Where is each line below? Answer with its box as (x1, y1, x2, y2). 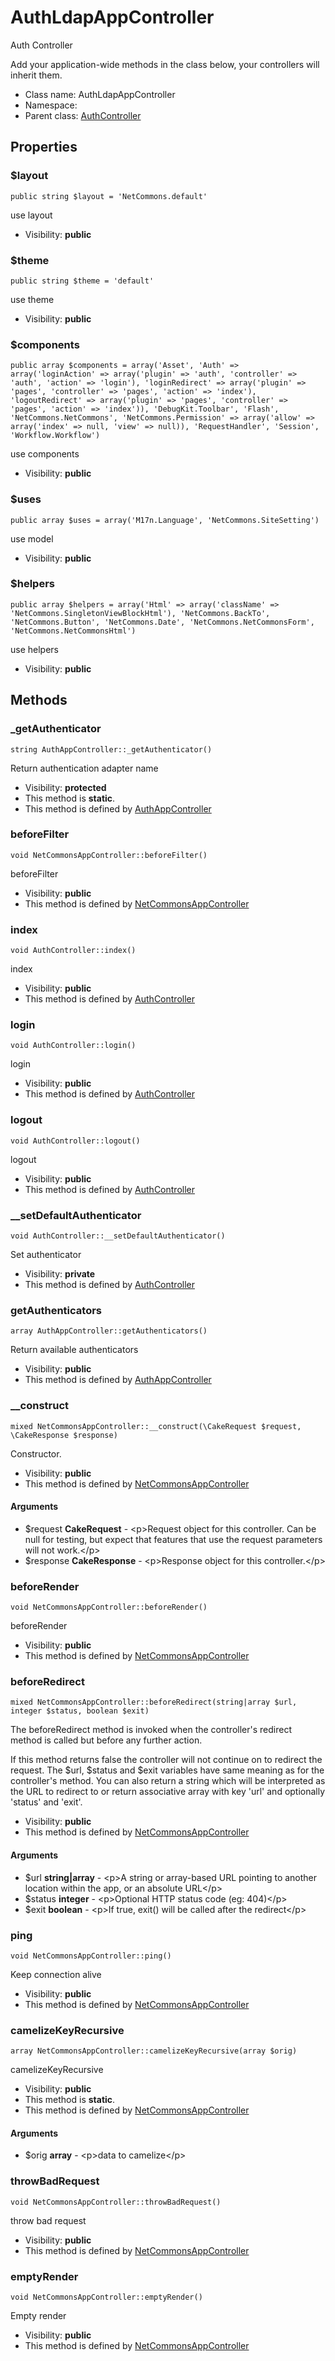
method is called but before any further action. (10, 1734, 203, 1746)
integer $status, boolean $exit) (10, 1706, 150, 1716)
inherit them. (10, 69, 63, 81)
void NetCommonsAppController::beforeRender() (10, 1602, 208, 1613)
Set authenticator (10, 1248, 82, 1260)
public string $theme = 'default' (10, 276, 155, 286)
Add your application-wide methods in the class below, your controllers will (10, 58, 320, 70)
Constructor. (10, 1447, 62, 1460)
